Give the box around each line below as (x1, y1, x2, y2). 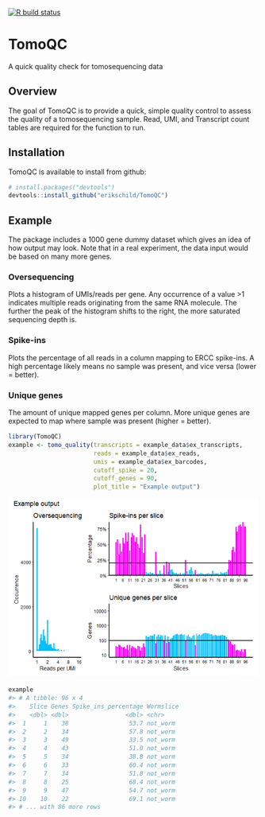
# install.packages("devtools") (8, 183, 115, 191)
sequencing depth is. (8, 315, 77, 325)
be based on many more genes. (8, 251, 113, 262)
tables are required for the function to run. (8, 123, 146, 132)
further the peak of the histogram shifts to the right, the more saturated (8, 306, 240, 316)
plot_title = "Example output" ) (93, 483, 201, 491)
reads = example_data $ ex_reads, (93, 449, 201, 457)
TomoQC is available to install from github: (8, 167, 147, 177)
